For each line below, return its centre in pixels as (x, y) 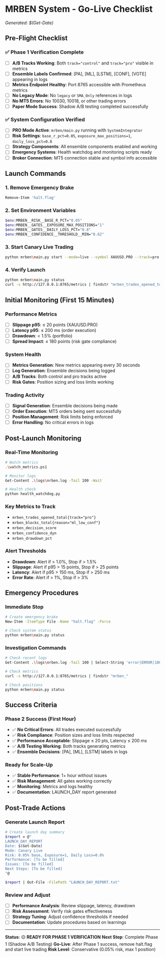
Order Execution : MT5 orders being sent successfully (67, 411)
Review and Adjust (28, 895)
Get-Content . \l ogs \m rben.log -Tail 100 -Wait (54, 480)
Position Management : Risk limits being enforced (62, 417)
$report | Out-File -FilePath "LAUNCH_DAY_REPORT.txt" (62, 882)
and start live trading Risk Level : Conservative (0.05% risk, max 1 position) (81, 950)
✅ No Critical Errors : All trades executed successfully (67, 729)
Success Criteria (31, 705)
